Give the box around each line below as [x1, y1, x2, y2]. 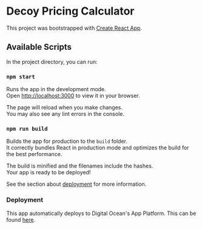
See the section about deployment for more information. [6, 180, 147, 188]
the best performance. [6, 151, 62, 158]
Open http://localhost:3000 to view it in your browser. [6, 92, 141, 100]
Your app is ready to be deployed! [6, 169, 91, 176]
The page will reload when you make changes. [6, 104, 123, 111]
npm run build [6, 125, 48, 132]
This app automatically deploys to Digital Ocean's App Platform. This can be [6, 210, 197, 217]
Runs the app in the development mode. [6, 86, 106, 93]
